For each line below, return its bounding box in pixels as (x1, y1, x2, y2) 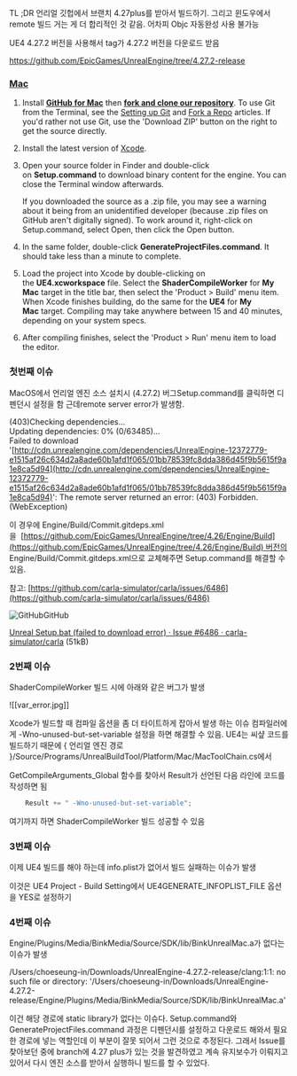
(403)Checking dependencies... (9, 416, 126, 427)
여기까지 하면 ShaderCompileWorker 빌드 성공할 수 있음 (9, 815, 206, 826)
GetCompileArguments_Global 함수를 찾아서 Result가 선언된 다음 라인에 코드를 (9, 769, 285, 780)
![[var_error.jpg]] (9, 699, 69, 710)
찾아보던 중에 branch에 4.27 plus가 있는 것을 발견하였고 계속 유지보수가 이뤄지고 (9, 1047, 288, 1057)
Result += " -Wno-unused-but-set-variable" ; (25, 799, 192, 807)
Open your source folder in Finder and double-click (21, 160, 210, 171)
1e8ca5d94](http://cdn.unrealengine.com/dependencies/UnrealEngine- (9, 464, 270, 474)
